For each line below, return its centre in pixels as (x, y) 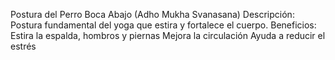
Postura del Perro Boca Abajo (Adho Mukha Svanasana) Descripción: (152, 14)
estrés (23, 46)
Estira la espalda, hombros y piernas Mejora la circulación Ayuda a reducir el (168, 35)
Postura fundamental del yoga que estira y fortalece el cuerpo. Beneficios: (163, 25)
